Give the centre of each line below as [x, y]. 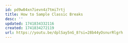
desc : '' [14, 19]
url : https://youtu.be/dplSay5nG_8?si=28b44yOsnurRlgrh [64, 33]
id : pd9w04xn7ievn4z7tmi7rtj [35, 10]
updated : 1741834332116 [30, 23]
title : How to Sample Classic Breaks [44, 14]
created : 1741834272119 [30, 28]
